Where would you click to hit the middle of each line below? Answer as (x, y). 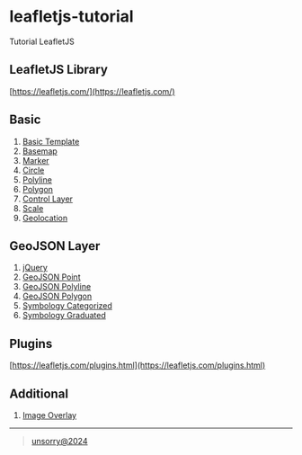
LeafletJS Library (58, 70)
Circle (33, 170)
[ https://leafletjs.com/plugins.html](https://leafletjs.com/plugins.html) (138, 365)
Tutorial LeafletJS (42, 41)
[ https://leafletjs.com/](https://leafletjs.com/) (92, 91)
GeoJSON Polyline (57, 287)
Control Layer (48, 199)
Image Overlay (49, 415)
